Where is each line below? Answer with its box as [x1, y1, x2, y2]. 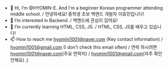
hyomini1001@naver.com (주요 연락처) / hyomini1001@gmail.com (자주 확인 [10, 51, 162, 56]
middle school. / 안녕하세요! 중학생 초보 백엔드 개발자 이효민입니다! [10, 11, 144, 17]
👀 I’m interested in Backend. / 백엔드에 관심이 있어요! [10, 17, 118, 23]
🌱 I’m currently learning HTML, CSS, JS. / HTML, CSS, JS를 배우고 [10, 24, 148, 30]
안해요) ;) [10, 57, 29, 63]
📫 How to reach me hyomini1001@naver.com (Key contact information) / [10, 36, 163, 42]
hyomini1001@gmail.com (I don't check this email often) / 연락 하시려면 [10, 44, 157, 50]
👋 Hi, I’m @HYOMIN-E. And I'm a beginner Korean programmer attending [10, 5, 163, 11]
